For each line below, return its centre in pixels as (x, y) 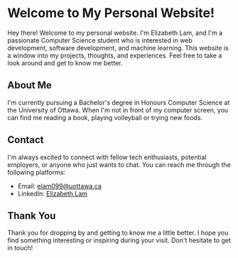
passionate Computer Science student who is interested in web (100, 40)
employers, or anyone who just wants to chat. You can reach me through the (119, 164)
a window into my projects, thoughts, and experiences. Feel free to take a (115, 55)
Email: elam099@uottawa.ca (59, 186)
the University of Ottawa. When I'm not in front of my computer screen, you (118, 110)
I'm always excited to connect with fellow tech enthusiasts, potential (107, 157)
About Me (29, 86)
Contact (26, 140)
